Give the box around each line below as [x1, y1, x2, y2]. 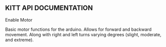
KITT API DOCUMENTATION [5, 4, 93, 12]
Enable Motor [5, 17, 33, 23]
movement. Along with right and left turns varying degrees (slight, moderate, [5, 31, 162, 37]
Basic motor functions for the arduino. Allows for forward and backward [5, 26, 152, 32]
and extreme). [5, 37, 34, 43]
